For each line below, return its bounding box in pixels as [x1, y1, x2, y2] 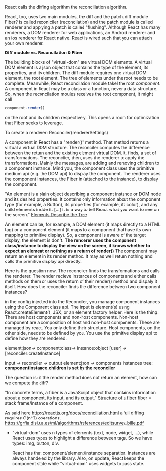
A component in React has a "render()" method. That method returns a [5, 139, 149, 145]
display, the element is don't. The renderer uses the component [5, 237, 137, 243]
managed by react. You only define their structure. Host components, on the [5, 324, 161, 331]
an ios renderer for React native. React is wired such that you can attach [5, 35, 152, 41]
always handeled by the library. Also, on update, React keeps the [12, 455, 145, 461]
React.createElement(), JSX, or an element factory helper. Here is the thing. [5, 309, 159, 315]
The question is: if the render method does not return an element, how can [5, 374, 157, 380]
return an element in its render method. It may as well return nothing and [5, 253, 153, 259]
